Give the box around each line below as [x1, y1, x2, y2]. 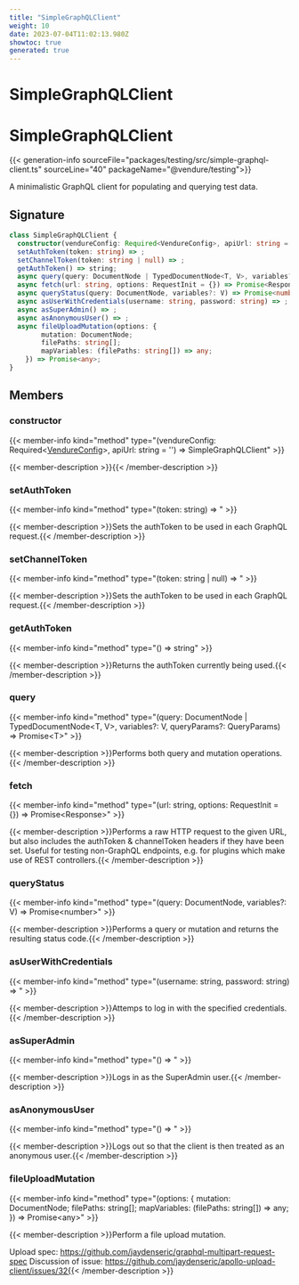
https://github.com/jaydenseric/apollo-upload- [105, 1256, 276, 1266]
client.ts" [9, 164, 43, 175]
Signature [9, 207, 65, 223]
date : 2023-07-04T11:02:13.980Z [9, 29, 129, 38]
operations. [240, 747, 283, 758]
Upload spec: [9, 1246, 59, 1257]
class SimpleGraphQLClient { [9, 231, 117, 240]
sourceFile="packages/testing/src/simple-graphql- [82, 155, 270, 166]
